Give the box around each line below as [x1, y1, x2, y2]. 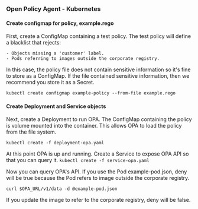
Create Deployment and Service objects [6, 103, 106, 110]
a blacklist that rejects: [6, 39, 61, 46]
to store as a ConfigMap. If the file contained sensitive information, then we [6, 72, 190, 80]
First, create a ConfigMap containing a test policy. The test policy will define [6, 33, 191, 40]
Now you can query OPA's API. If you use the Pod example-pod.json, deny [6, 168, 187, 175]
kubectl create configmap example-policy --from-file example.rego [6, 90, 176, 96]
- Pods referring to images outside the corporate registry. [6, 56, 160, 62]
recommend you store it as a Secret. [6, 79, 95, 86]
